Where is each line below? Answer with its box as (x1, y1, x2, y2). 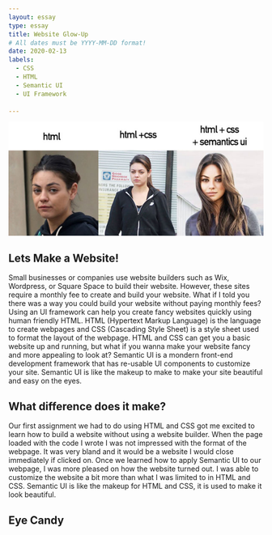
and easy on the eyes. (8, 376, 83, 386)
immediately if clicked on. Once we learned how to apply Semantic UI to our (8, 456, 261, 465)
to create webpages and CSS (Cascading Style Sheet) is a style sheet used (8, 325, 259, 334)
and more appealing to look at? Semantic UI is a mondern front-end (8, 350, 233, 360)
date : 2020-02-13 (8, 47, 67, 56)
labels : (8, 56, 35, 64)
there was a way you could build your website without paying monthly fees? (8, 299, 261, 308)
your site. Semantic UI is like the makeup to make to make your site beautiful (8, 367, 263, 377)
